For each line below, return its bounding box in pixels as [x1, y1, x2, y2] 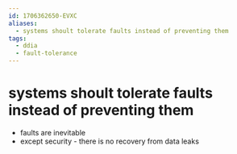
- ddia [15, 42, 38, 50]
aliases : [8, 19, 38, 27]
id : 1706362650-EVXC [8, 11, 78, 20]
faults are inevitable [19, 127, 86, 137]
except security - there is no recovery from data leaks [19, 136, 200, 146]
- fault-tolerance [15, 49, 78, 57]
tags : [8, 34, 27, 43]
